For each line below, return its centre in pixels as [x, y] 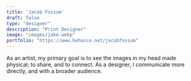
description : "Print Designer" [46, 29]
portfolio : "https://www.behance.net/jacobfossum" [72, 40]
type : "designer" [29, 23]
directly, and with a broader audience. [54, 71]
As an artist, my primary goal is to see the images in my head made [92, 58]
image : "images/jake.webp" [41, 35]
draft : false [23, 18]
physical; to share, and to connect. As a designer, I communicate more [96, 64]
